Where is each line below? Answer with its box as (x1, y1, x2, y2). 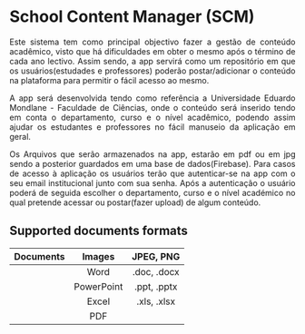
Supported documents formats (9, 223, 189, 239)
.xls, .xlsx (135, 295, 175, 308)
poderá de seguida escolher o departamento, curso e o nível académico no (9, 187, 296, 198)
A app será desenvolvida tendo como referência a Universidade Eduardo (9, 93, 296, 103)
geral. (9, 131, 32, 142)
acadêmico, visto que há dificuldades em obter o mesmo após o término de (9, 45, 296, 56)
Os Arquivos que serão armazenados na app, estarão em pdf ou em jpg (9, 148, 296, 160)
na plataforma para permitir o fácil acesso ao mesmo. (9, 74, 210, 85)
